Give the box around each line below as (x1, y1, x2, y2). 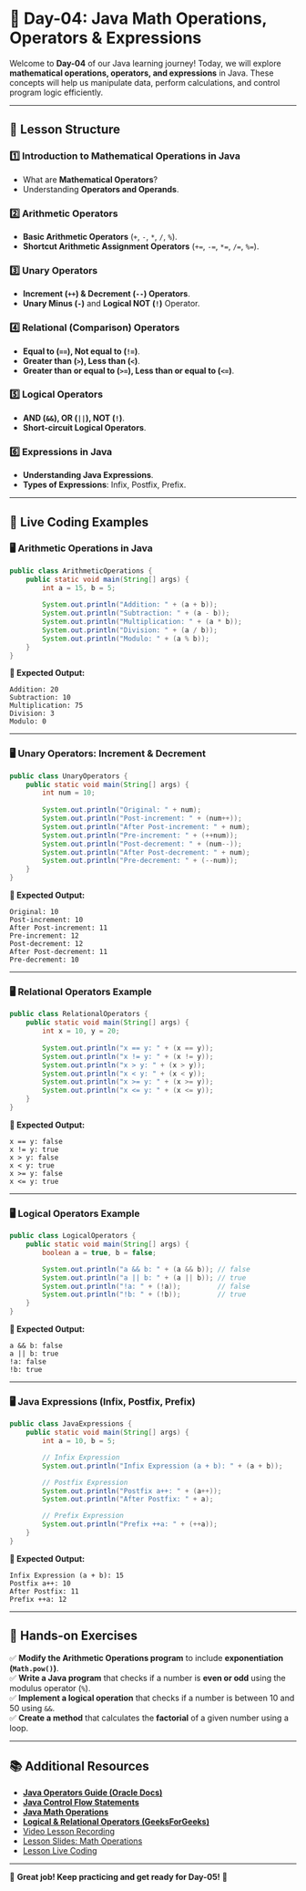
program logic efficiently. (9, 87, 104, 98)
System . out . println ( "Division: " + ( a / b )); (42, 625, 219, 635)
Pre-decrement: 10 (9, 955, 79, 965)
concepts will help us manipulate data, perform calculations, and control (9, 77, 280, 88)
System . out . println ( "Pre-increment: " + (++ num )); (42, 830, 239, 840)
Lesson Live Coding (22, 1845, 97, 1856)
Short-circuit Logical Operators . (22, 421, 147, 432)
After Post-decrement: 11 (9, 948, 107, 957)
